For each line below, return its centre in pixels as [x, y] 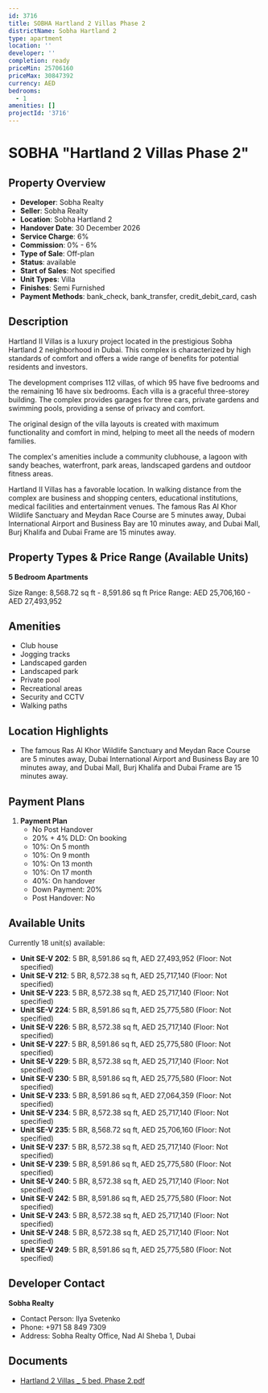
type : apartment [35, 38]
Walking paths [43, 705]
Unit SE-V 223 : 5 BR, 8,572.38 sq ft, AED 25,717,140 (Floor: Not [124, 992]
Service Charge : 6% [54, 236]
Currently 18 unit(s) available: [57, 942]
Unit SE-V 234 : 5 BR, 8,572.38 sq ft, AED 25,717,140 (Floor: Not [124, 1112]
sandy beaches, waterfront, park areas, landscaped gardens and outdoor [130, 465]
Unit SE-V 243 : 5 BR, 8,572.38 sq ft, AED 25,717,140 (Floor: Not [124, 1215]
